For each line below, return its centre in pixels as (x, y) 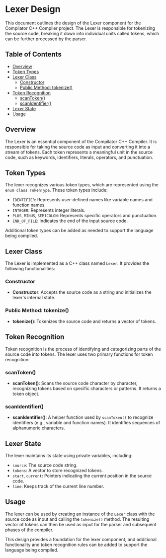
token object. (26, 394)
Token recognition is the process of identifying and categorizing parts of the (83, 349)
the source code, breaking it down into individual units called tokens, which (82, 33)
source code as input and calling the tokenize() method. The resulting (77, 519)
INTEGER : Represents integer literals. (49, 210)
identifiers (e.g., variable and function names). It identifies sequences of (86, 423)
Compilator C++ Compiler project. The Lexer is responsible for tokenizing (80, 28)
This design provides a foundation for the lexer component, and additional (81, 539)
